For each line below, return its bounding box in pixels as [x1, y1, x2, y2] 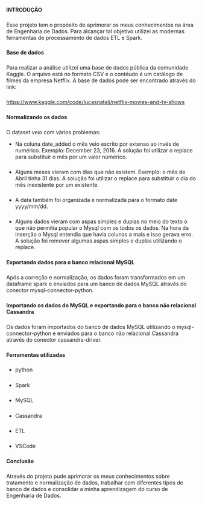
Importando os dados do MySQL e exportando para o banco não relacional [6, 301, 197, 309]
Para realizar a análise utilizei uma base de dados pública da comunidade [6, 64, 189, 71]
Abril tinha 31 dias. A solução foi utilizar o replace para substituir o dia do [14, 175, 196, 182]
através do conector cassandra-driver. [6, 336, 102, 343]
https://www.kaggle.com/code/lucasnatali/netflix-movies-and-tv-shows [6, 99, 185, 106]
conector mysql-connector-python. [6, 286, 94, 294]
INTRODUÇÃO [6, 6, 42, 13]
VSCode [14, 443, 36, 450]
